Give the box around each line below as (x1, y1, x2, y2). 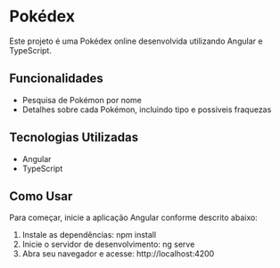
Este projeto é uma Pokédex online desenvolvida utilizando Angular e (9, 36, 263, 46)
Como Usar (9, 189, 73, 204)
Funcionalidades (9, 71, 104, 86)
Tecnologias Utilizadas (9, 130, 139, 145)
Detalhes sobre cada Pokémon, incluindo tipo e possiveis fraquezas (21, 104, 272, 115)
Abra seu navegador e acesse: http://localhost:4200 (21, 248, 215, 259)
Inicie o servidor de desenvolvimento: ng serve (21, 239, 195, 250)
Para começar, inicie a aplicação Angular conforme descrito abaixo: (9, 212, 259, 223)
